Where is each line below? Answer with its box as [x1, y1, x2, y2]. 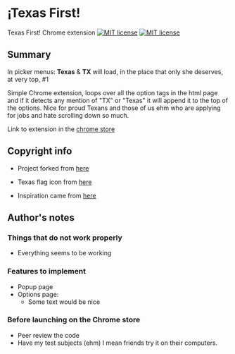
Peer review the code [17, 331, 80, 339]
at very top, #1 [7, 75, 49, 83]
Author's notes [7, 212, 75, 224]
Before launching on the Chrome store [7, 315, 141, 325]
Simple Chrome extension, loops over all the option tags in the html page [7, 88, 218, 97]
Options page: [17, 290, 59, 298]
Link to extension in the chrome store [7, 125, 115, 133]
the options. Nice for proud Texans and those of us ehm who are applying [7, 104, 221, 112]
